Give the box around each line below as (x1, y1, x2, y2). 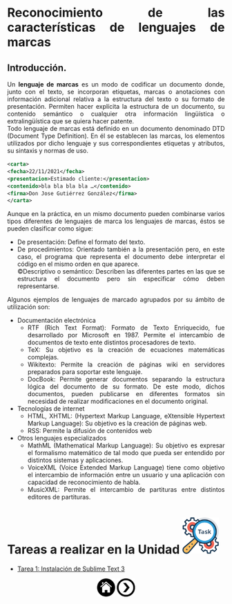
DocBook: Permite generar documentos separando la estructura (27, 375, 225, 384)
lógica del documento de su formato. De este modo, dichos (27, 382, 225, 391)
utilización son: (7, 303, 50, 311)
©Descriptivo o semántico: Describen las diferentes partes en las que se (17, 267, 225, 276)
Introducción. (7, 62, 67, 73)
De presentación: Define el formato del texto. (17, 238, 146, 247)
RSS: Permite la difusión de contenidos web (27, 427, 153, 435)
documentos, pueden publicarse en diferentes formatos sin (27, 390, 225, 398)
